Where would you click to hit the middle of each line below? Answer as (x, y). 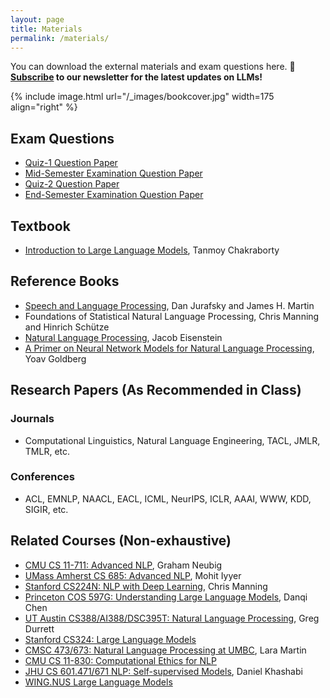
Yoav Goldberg (55, 358)
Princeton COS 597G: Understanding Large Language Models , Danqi (166, 597)
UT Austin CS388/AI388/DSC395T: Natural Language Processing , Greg (172, 618)
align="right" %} (44, 107)
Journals (32, 419)
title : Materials (46, 29)
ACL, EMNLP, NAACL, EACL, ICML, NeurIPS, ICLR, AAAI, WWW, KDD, (168, 498)
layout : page (37, 19)
